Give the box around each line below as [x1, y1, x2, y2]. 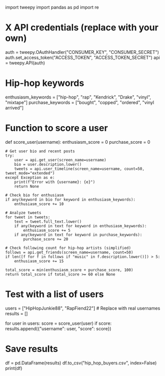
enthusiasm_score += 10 [14, 201, 64, 207]
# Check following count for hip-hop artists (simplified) [5, 245, 131, 250]
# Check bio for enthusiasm [5, 193, 64, 198]
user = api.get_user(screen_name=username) [14, 157, 107, 162]
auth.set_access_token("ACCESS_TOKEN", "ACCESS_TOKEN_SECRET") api [5, 54, 160, 60]
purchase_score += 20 [23, 236, 69, 242]
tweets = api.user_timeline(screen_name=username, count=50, [14, 166, 144, 171]
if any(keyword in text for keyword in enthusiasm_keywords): [14, 223, 147, 228]
